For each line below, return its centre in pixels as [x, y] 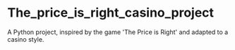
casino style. [26, 39]
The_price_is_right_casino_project [110, 13]
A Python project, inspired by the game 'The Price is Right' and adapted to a [118, 32]
